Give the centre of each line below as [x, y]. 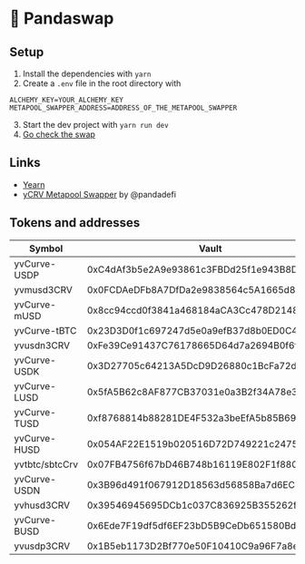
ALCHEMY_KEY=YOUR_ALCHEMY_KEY [67, 100]
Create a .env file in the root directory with [102, 83]
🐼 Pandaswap [62, 19]
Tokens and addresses [75, 223]
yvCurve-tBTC [45, 330]
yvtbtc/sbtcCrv [46, 464]
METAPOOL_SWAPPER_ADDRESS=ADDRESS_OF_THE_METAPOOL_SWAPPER [123, 108]
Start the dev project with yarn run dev [96, 125]
